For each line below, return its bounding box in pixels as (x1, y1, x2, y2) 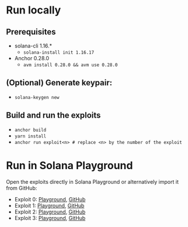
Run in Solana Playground (6, 159, 133, 172)
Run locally (6, 4, 61, 17)
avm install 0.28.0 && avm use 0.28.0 (23, 62, 118, 68)
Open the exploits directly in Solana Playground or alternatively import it (6, 178, 179, 185)
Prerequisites (6, 27, 56, 37)
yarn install (14, 133, 47, 139)
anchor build (14, 127, 47, 133)
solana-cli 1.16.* (14, 42, 53, 49)
